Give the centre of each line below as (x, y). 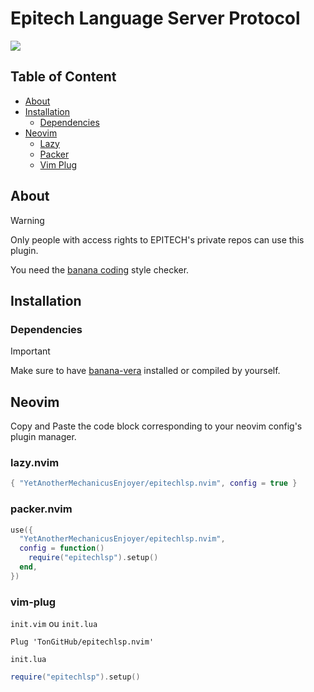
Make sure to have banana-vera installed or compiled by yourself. (145, 371)
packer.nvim (41, 509)
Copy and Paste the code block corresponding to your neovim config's (156, 426)
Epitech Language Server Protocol (155, 18)
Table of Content (63, 77)
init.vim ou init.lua (54, 624)
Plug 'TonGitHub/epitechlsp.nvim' (82, 642)
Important (30, 351)
